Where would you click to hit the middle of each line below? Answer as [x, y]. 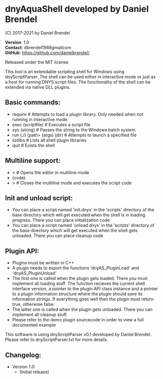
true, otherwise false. [33, 304]
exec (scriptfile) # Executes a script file [51, 124]
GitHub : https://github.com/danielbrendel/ [47, 53]
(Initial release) [34, 372]
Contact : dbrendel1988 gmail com [38, 47]
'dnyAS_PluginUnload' [34, 273]
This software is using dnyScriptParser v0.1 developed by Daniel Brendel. [78, 335]
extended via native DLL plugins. [38, 87]
